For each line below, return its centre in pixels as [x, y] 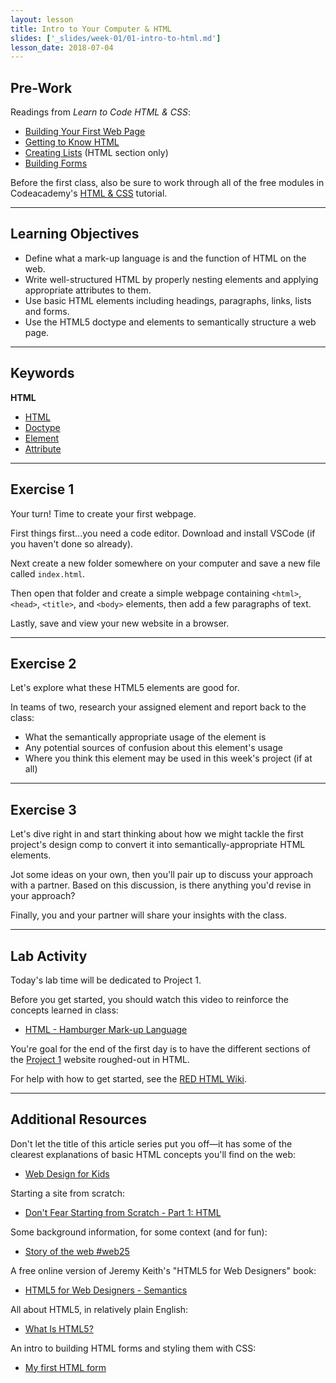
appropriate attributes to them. [88, 290]
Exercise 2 [43, 663]
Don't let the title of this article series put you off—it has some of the [151, 1143]
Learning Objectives [75, 234]
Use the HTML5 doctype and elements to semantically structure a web [170, 322]
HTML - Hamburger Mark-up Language [106, 1029]
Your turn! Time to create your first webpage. [103, 513]
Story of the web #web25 [77, 1251]
